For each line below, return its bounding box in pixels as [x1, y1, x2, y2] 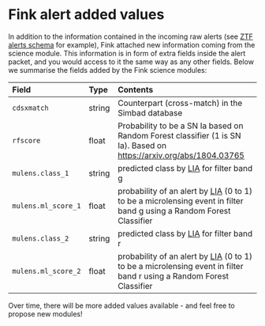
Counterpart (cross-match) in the [118, 97, 243, 108]
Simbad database [118, 107, 183, 118]
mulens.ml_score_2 [12, 267, 81, 275]
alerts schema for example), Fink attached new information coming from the [8, 40, 256, 49]
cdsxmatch [12, 103, 49, 112]
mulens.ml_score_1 [12, 201, 81, 210]
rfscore [12, 136, 41, 145]
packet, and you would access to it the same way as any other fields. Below [8, 57, 255, 66]
